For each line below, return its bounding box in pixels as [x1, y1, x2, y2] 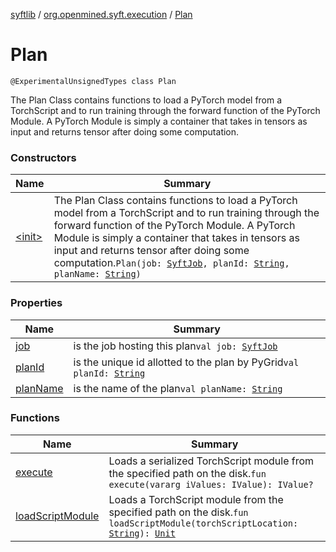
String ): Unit [108, 527, 176, 539]
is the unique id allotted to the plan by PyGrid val [73, 355, 300, 369]
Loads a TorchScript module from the [108, 492, 284, 506]
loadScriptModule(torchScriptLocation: [108, 517, 299, 529]
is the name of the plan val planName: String [73, 381, 283, 395]
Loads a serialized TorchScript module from [108, 454, 315, 468]
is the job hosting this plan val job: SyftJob [73, 339, 278, 353]
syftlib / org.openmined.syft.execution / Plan [10, 9, 193, 20]
